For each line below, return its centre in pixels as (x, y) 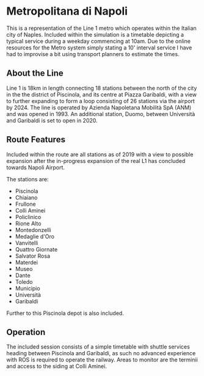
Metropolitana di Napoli (67, 11)
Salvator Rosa (33, 256)
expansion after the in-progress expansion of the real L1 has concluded (96, 161)
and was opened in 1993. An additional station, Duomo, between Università (101, 114)
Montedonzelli (33, 230)
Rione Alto (28, 223)
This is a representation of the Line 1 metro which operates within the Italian (101, 28)
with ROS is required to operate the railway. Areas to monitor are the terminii (102, 360)
